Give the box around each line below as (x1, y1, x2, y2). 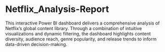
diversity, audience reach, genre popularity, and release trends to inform (5, 36, 157, 42)
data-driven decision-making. (5, 41, 68, 47)
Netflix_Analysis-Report (5, 3, 109, 15)
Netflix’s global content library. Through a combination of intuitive (5, 25, 142, 31)
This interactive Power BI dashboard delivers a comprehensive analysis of (5, 20, 160, 26)
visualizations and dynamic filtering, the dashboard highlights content (5, 30, 151, 36)
